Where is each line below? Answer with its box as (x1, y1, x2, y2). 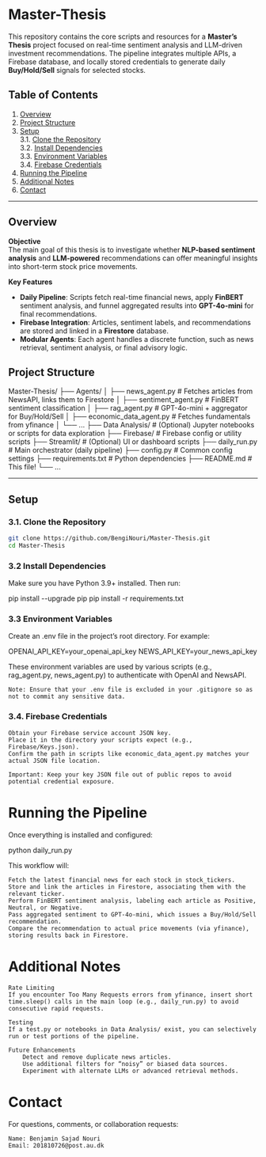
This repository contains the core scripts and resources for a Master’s (8, 32, 237, 41)
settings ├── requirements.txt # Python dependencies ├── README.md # (8, 453, 253, 464)
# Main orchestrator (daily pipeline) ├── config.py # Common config (8, 446, 233, 455)
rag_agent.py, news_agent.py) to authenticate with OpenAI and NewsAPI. (8, 670, 247, 680)
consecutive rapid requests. (8, 1004, 104, 1012)
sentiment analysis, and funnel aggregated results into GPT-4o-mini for (19, 301, 254, 310)
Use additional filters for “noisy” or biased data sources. (22, 1060, 228, 1068)
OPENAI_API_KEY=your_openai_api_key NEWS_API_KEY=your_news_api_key (8, 647, 257, 656)
